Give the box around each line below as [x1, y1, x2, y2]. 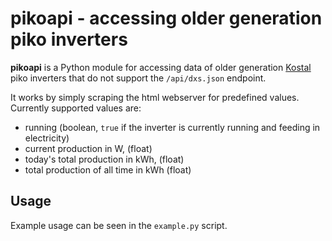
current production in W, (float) [24, 142, 153, 154]
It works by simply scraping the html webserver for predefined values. [10, 91, 300, 103]
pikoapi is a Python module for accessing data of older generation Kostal [10, 61, 312, 73]
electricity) [24, 132, 70, 144]
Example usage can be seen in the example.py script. [10, 219, 228, 231]
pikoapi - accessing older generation [10, 7, 323, 30]
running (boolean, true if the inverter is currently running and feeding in [24, 121, 321, 133]
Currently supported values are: [10, 102, 142, 114]
